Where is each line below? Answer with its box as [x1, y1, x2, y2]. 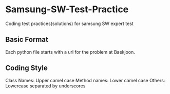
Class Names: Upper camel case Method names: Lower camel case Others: [5, 77, 165, 83]
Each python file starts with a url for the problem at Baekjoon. [5, 49, 135, 55]
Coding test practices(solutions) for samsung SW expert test [5, 20, 134, 27]
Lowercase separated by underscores [5, 83, 86, 89]
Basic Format [5, 35, 49, 44]
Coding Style [5, 64, 48, 73]
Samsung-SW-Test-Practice [5, 4, 129, 15]
